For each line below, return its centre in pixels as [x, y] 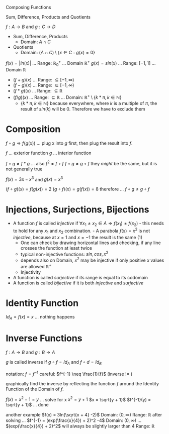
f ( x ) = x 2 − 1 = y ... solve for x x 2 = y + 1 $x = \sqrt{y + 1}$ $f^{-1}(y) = [78, 399]
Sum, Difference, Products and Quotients [48, 17]
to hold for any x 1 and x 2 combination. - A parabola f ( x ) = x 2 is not [81, 231]
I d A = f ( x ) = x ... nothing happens [40, 317]
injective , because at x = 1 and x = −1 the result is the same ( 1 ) [78, 237]
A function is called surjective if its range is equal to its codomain [80, 277]
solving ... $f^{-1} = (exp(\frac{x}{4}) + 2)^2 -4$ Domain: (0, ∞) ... [74, 420]
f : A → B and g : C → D [31, 27]
